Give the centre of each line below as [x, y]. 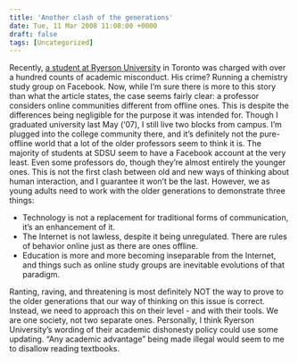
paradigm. [41, 275]
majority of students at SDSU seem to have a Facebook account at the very [148, 153]
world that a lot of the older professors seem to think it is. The [148, 144]
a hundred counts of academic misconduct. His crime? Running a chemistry [149, 78]
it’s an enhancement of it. [69, 227]
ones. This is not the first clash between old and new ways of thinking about [149, 172]
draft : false [33, 34]
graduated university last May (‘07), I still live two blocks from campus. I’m [146, 125]
